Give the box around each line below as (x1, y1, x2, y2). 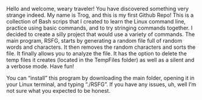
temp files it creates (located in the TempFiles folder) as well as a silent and (6, 57, 195, 63)
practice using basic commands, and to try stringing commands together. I (6, 24, 193, 31)
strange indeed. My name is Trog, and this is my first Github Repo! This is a (6, 11, 194, 19)
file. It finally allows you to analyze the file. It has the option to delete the (6, 50, 187, 57)
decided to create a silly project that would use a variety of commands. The (6, 31, 195, 38)
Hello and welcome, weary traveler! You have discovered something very (6, 5, 189, 12)
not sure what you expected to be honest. (6, 87, 111, 94)
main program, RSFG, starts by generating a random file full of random (6, 37, 183, 44)
